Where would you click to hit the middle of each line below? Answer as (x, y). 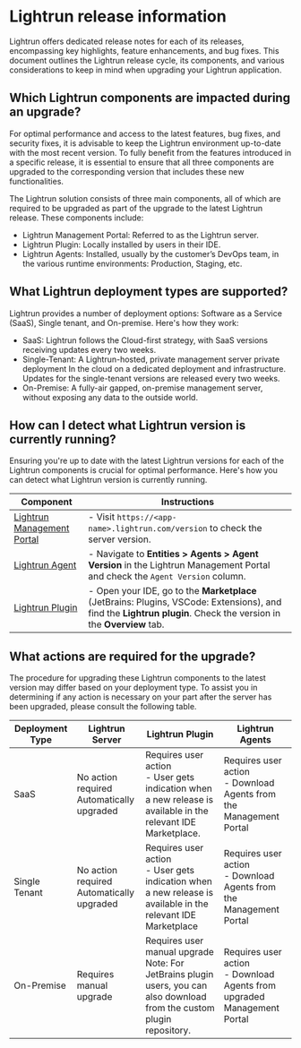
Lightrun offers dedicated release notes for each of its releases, (127, 41)
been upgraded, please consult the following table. (103, 707)
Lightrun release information (118, 17)
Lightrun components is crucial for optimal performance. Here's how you (143, 470)
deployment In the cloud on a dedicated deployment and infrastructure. (154, 368)
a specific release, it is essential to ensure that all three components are (142, 162)
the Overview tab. (126, 624)
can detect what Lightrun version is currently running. (108, 480)
